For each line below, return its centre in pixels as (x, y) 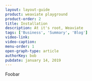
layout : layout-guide (28, 10)
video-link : (17, 38)
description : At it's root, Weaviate (44, 28)
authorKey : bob (21, 56)
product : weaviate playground (37, 14)
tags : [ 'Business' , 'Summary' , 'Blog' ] (46, 33)
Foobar (12, 74)
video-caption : (21, 42)
